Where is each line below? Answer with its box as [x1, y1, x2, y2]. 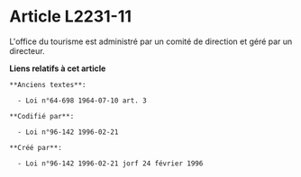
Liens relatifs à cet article [9, 63, 106, 74]
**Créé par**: [9, 143, 63, 152]
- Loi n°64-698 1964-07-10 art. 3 [17, 96, 147, 105]
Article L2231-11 [9, 6, 132, 27]
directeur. [9, 45, 45, 56]
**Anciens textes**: [9, 80, 87, 89]
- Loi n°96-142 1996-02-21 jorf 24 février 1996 [17, 159, 204, 168]
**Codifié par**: [9, 111, 75, 120]
